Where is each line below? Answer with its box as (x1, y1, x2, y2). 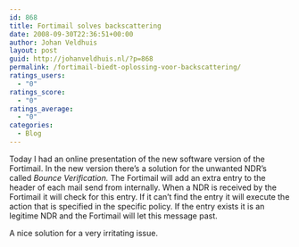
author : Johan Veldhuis (9, 37, 98, 47)
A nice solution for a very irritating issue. (9, 227, 159, 238)
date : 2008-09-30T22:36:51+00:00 (9, 29, 134, 38)
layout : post (9, 46, 58, 55)
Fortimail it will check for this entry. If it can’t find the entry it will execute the (9, 191, 290, 202)
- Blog (17, 129, 42, 138)
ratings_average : (9, 104, 74, 113)
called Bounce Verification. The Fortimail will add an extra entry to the (9, 172, 266, 183)
